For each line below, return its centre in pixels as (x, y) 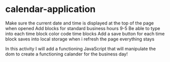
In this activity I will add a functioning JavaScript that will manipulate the (81, 48)
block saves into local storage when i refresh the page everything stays (80, 39)
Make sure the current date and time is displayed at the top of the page (79, 23)
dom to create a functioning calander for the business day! (66, 54)
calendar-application (50, 9)
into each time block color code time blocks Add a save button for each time (85, 33)
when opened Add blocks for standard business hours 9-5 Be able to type (83, 28)
